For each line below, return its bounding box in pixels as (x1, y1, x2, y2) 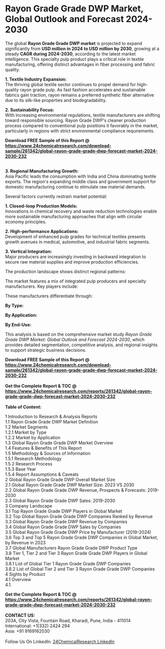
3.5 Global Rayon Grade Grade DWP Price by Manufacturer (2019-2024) (5, 529, 152, 535)
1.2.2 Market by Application (5, 434, 61, 440)
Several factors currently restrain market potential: (5, 193, 107, 199)
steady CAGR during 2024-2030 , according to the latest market (5, 50, 136, 57)
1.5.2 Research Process (5, 461, 53, 466)
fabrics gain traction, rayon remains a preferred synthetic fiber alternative (5, 92, 154, 98)
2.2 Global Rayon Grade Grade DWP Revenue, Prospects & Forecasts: (5, 487, 147, 493)
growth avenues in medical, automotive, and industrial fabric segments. (5, 238, 150, 245)
